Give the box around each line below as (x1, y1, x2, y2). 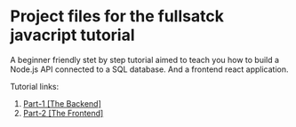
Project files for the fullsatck (10, 6, 225, 27)
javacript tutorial (10, 25, 136, 45)
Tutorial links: (10, 81, 60, 91)
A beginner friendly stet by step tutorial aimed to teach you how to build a (10, 54, 279, 65)
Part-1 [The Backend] (22, 98, 101, 108)
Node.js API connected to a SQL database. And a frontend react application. (10, 64, 289, 75)
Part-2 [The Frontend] (22, 107, 104, 118)
